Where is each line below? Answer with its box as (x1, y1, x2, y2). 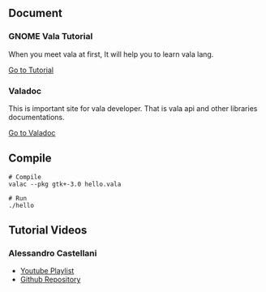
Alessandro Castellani (8, 247, 97, 259)
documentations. (8, 112, 65, 122)
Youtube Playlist (19, 266, 75, 276)
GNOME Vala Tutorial (8, 31, 93, 42)
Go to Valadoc (8, 127, 56, 137)
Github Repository (19, 275, 81, 285)
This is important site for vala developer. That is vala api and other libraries (8, 103, 258, 113)
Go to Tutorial (8, 65, 54, 75)
